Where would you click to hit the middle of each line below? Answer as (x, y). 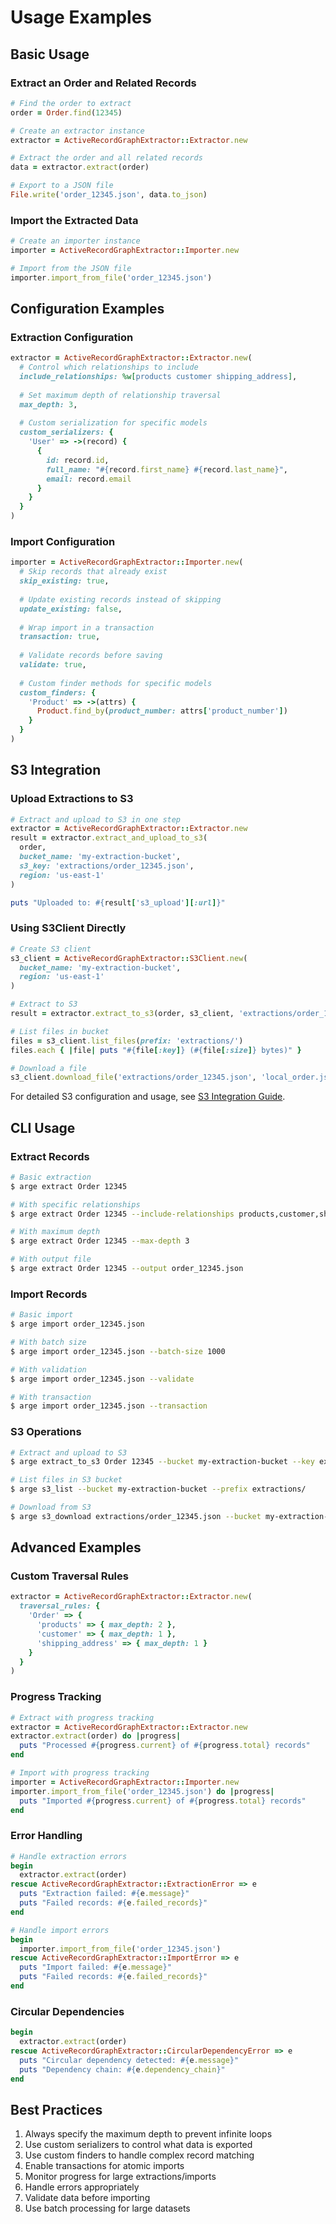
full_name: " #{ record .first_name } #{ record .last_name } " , (167, 469)
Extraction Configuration (72, 337)
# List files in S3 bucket (66, 1480)
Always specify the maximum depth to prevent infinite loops (148, 2134)
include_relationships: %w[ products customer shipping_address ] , (158, 377)
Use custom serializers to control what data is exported (138, 2145)
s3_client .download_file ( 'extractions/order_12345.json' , (133, 1077)
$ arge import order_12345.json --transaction (109, 1406)
